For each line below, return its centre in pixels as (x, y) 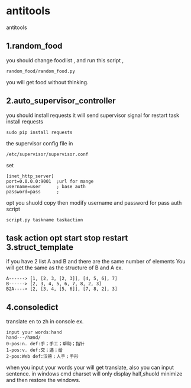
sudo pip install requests (39, 132)
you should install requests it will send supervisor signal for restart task (93, 115)
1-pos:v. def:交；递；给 (35, 350)
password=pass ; (33, 192)
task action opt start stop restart (67, 238)
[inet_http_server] (30, 176)
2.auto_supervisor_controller (61, 101)
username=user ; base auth (46, 186)
